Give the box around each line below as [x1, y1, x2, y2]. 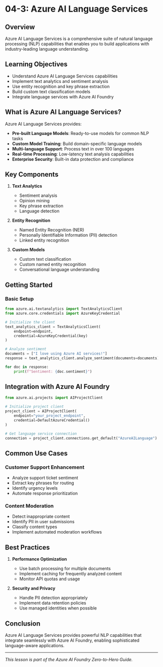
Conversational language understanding [19, 267, 99, 272]
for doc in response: [5, 364, 49, 369]
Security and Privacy [12, 586, 56, 591]
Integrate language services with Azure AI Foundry [12, 94, 114, 99]
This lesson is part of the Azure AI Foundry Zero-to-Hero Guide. [5, 657, 133, 663]
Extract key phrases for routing [12, 480, 74, 486]
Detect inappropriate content [12, 514, 70, 519]
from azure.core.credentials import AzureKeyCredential [5, 311, 120, 316]
